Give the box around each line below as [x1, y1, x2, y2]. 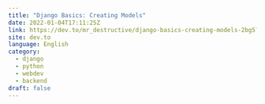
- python [15, 63, 44, 70]
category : [8, 48, 41, 56]
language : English [8, 41, 69, 48]
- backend [15, 77, 47, 84]
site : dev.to [8, 33, 51, 41]
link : [8, 26, 26, 34]
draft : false [8, 84, 51, 92]
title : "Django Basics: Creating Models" [8, 11, 147, 20]
